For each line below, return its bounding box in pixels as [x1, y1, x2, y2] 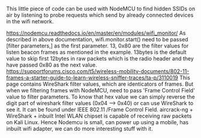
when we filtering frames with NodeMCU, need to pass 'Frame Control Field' [6, 87, 195, 94]
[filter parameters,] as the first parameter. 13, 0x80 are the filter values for [6, 42, 189, 49]
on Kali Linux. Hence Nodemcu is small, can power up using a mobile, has [6, 119, 189, 125]
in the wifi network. [6, 18, 54, 25]
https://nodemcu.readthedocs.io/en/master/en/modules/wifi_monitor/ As [6, 29, 186, 37]
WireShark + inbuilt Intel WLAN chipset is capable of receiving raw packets [6, 112, 192, 119]
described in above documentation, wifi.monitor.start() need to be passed [6, 36, 188, 43]
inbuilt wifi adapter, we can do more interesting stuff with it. [6, 125, 153, 132]
